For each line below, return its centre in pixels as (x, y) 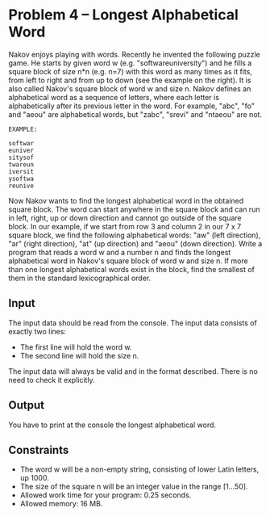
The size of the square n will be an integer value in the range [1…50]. (134, 487)
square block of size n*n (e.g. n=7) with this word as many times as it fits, (130, 71)
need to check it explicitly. (52, 380)
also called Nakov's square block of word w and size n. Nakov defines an (130, 88)
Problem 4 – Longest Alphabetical (124, 15)
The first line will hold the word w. (76, 347)
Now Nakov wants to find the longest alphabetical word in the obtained (126, 200)
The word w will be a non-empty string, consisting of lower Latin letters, (139, 469)
